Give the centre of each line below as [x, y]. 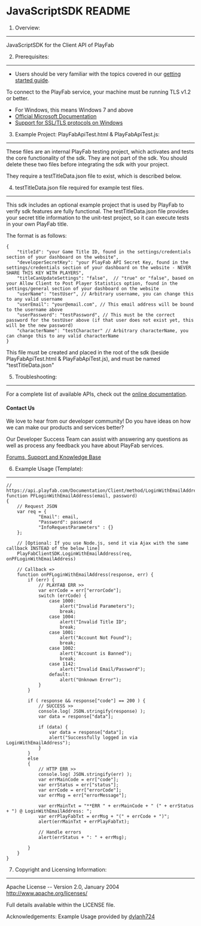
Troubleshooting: [36, 377]
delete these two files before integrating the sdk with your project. [88, 164]
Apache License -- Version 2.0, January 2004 [63, 887]
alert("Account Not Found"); [96, 638]
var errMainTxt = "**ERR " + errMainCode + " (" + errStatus [116, 806]
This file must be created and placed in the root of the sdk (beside [88, 352]
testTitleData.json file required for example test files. [79, 187]
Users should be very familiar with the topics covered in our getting [98, 74]
